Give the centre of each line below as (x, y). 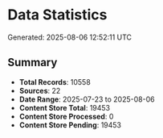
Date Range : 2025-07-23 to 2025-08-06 (87, 99)
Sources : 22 (40, 90)
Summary (33, 63)
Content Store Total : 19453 (64, 107)
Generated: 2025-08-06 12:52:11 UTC (70, 37)
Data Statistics (57, 15)
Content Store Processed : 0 (66, 116)
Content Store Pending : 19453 (70, 125)
